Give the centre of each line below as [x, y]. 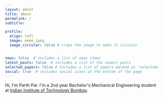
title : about [18, 14]
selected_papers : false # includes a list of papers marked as [70, 67]
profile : [14, 32]
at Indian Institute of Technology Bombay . [47, 90]
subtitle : [15, 23]
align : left [22, 36]
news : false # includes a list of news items [53, 58]
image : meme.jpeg [27, 41]
